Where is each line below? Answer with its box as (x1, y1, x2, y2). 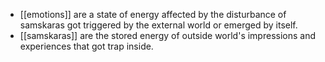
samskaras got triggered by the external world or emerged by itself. (19, 19, 298, 31)
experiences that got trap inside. (19, 40, 154, 52)
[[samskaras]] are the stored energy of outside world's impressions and (19, 30, 317, 41)
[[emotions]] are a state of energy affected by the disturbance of (19, 9, 287, 20)
